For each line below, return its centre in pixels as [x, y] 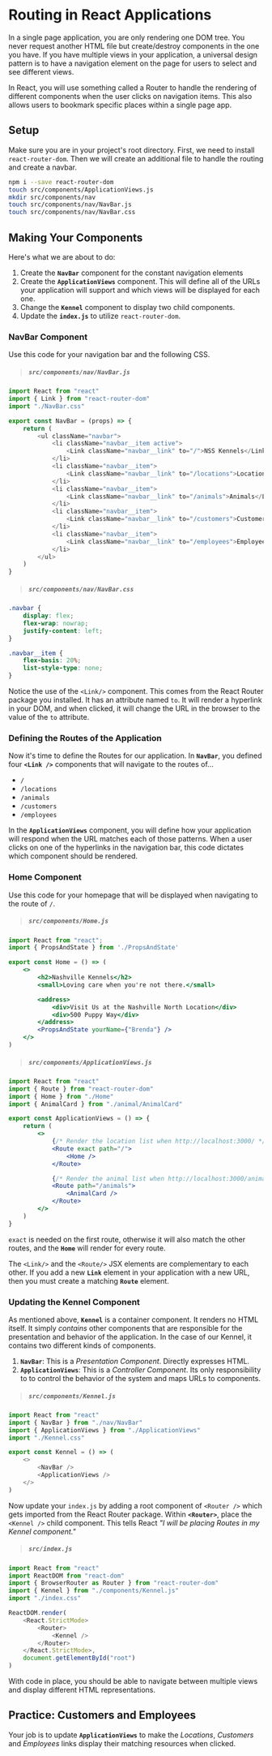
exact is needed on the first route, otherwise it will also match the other [127, 1239]
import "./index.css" [45, 1599]
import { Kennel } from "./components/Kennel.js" [94, 1591]
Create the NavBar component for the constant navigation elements [132, 273]
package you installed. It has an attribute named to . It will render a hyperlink [135, 700]
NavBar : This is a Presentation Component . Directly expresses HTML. [134, 1361]
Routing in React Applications [110, 15]
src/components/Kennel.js [72, 1396]
